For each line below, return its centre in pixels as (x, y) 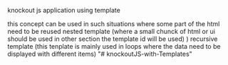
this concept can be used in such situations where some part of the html (114, 24)
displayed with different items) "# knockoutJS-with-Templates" (100, 54)
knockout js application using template (64, 10)
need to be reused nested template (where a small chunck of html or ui (112, 31)
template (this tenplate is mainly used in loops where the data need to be (114, 46)
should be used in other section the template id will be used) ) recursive (113, 39)
